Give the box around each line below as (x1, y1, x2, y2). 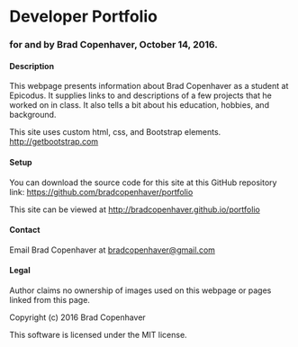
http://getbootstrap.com (9, 137, 99, 147)
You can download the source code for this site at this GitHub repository (9, 177, 277, 188)
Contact (9, 225, 41, 236)
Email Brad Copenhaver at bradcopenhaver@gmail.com (9, 245, 216, 255)
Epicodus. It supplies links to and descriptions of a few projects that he (9, 90, 272, 101)
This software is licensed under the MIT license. (9, 329, 187, 340)
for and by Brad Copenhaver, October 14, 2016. (9, 39, 218, 51)
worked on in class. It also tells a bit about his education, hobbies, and (9, 100, 270, 111)
